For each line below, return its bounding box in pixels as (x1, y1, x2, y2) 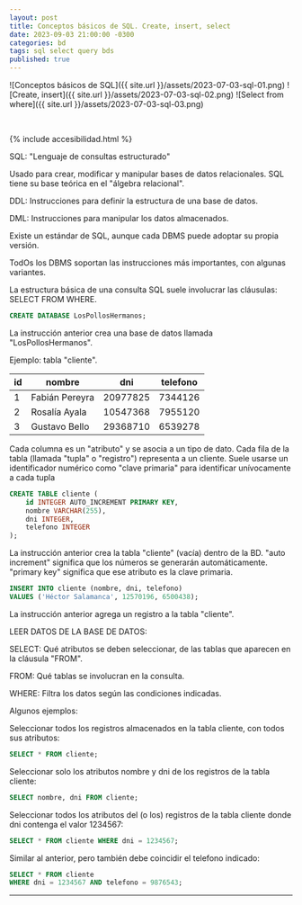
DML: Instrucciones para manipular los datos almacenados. (9, 213, 229, 223)
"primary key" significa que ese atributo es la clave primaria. (9, 567, 234, 578)
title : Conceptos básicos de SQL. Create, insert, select (9, 22, 231, 31)
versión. (9, 240, 40, 250)
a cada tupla (9, 471, 56, 482)
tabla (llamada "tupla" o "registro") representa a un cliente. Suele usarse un (9, 452, 289, 463)
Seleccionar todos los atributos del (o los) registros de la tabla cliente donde (9, 809, 292, 820)
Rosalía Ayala (31, 406, 87, 418)
